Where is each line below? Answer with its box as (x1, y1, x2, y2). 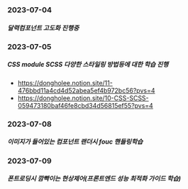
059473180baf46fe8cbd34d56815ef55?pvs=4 (17, 101, 154, 109)
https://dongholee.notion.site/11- (17, 78, 114, 87)
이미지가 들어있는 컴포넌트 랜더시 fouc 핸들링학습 (7, 137, 143, 146)
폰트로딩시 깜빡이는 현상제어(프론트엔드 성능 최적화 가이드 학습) (7, 174, 182, 183)
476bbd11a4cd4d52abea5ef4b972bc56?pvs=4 (17, 86, 155, 94)
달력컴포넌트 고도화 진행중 (7, 23, 79, 32)
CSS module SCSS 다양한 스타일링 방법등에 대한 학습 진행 (7, 60, 169, 69)
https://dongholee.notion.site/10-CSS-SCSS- (17, 94, 149, 102)
